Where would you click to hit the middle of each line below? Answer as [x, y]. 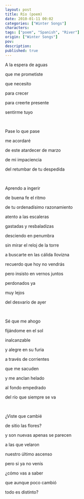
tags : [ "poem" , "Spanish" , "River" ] [42, 32]
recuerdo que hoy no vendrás [35, 264]
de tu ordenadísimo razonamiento [39, 207]
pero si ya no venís [24, 463]
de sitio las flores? [23, 425]
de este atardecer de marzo [33, 150]
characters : [17, 28]
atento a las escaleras [27, 217]
